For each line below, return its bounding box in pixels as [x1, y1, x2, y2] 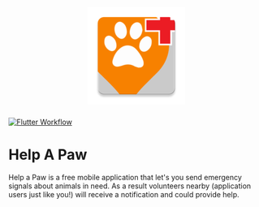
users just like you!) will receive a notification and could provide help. [8, 189, 240, 199]
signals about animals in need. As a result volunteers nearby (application [8, 181, 252, 191]
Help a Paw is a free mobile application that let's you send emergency [8, 172, 242, 182]
